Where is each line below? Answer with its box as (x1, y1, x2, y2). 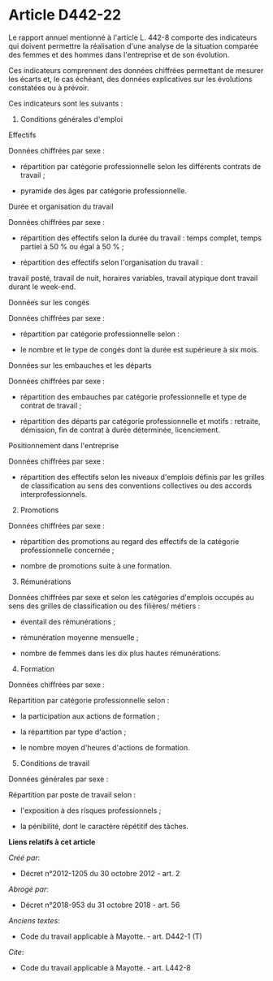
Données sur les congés (8, 297, 90, 307)
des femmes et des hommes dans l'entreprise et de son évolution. (8, 50, 230, 59)
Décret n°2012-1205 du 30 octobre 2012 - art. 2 (19, 868, 180, 878)
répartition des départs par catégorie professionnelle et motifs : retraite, (19, 416, 261, 426)
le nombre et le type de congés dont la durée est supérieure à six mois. (19, 344, 259, 354)
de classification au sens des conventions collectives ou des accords (19, 481, 253, 490)
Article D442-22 (8, 6, 122, 24)
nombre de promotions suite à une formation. (19, 560, 172, 570)
